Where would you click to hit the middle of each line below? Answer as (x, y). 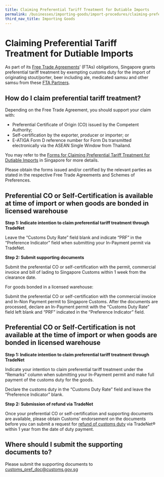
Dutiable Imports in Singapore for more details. (52, 160)
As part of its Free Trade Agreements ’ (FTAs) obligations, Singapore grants (80, 67)
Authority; (22, 130)
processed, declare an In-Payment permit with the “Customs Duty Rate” (77, 307)
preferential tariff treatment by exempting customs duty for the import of (78, 72)
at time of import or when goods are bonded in (77, 203)
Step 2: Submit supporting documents (45, 257)
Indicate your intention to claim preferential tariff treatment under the (74, 369)
